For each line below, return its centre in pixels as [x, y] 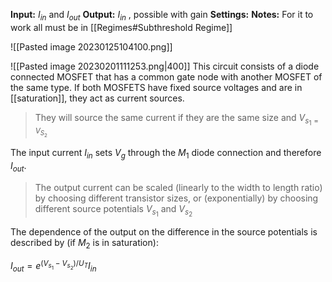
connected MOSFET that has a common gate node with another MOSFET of [166, 76]
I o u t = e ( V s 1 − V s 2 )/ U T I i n [53, 266]
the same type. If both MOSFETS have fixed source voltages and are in [156, 87]
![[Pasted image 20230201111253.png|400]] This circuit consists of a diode [165, 66]
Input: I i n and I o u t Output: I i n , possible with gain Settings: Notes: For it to [162, 16]
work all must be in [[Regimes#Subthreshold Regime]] [121, 27]
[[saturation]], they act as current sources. [97, 98]
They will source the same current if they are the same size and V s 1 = [176, 119]
